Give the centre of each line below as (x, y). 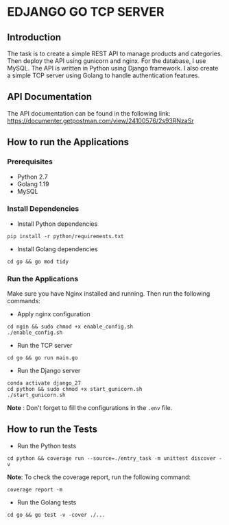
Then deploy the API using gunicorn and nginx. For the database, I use (107, 61)
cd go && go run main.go (43, 358)
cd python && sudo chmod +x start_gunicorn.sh (75, 389)
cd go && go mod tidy (38, 261)
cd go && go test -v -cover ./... (57, 515)
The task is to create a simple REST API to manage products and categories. (115, 53)
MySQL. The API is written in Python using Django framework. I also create (113, 68)
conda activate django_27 (44, 383)
